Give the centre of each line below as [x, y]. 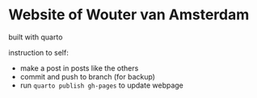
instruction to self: [38, 52]
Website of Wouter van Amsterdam [129, 15]
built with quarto [36, 37]
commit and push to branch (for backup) [88, 76]
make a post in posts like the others [79, 68]
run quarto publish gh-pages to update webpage [102, 85]
